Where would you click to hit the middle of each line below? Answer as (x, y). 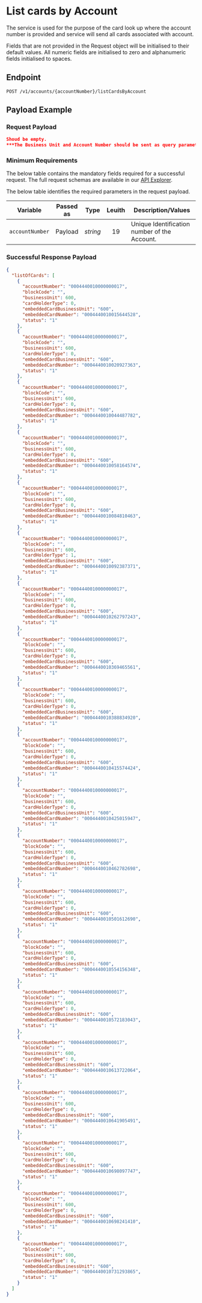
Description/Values (162, 210)
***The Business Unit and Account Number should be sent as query (91, 145)
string (93, 232)
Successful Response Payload (51, 257)
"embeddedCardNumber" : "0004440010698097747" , (81, 1171)
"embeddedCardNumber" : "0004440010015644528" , (81, 314)
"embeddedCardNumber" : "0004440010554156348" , (81, 970)
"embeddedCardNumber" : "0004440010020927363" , (81, 365)
